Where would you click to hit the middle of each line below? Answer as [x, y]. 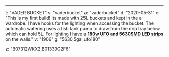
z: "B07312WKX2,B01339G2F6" [38, 49]
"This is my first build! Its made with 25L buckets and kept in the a [73, 18]
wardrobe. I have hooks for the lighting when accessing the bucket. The [80, 23]
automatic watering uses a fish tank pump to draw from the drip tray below [83, 29]
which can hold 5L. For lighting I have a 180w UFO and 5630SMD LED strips [84, 34]
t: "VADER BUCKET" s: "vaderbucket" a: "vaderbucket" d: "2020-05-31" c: [82, 13]
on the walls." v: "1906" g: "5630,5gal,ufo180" [53, 39]
